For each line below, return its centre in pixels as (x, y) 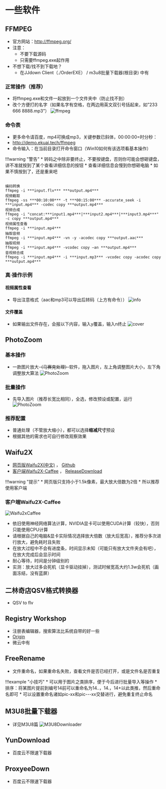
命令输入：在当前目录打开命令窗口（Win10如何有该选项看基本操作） (82, 148)
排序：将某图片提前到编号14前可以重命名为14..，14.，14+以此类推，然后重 (81, 688)
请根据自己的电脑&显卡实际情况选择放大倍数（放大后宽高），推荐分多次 (84, 536)
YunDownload (28, 740)
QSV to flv (23, 603)
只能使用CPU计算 (30, 530)
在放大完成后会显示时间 (36, 555)
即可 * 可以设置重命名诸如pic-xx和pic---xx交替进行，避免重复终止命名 (81, 694)
